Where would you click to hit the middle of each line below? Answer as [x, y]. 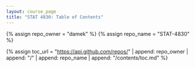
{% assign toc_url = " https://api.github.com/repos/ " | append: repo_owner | [97, 51]
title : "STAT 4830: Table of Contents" [55, 17]
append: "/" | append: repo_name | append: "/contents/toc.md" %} [87, 58]
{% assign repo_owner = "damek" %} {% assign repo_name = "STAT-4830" [98, 33]
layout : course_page [31, 11]
